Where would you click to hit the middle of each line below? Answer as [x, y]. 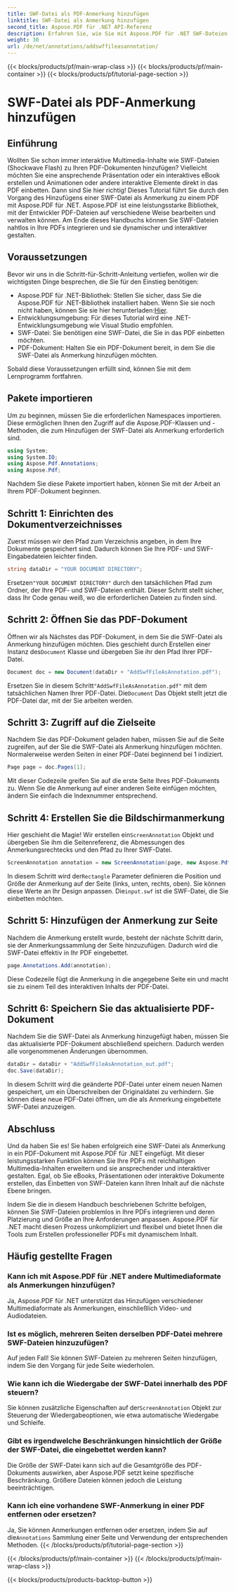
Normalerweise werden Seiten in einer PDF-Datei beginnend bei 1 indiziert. [115, 755]
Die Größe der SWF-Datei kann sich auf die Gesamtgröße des [97, 1465]
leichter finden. [76, 556]
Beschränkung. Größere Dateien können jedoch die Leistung [95, 1480]
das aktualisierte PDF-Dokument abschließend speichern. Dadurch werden [116, 1044]
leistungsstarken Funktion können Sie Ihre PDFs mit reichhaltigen [101, 1161]
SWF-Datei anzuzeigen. [41, 1107]
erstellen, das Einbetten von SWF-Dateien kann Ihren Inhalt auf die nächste [116, 1183]
